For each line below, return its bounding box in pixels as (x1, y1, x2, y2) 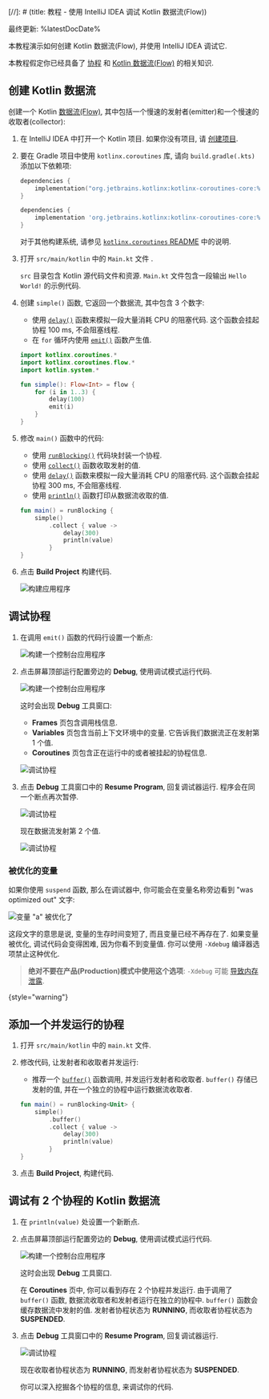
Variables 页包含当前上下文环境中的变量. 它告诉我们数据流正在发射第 (31, 727, 260, 737)
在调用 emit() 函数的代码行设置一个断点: (19, 632, 154, 642)
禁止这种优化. (14, 950, 60, 959)
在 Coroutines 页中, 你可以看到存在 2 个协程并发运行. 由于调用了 (19, 1285, 233, 1295)
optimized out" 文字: (8, 895, 75, 905)
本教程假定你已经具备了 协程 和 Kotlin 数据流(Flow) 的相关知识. (8, 59, 215, 67)
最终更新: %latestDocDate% (8, 24, 102, 34)
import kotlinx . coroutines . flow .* (19, 358, 135, 367)
